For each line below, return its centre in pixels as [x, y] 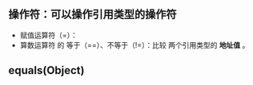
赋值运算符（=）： [49, 35]
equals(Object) [46, 70]
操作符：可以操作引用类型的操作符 [92, 15]
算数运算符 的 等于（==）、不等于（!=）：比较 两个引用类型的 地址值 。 [135, 44]
